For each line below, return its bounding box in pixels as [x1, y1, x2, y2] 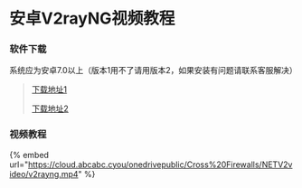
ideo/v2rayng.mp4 [9, 168, 79, 179]
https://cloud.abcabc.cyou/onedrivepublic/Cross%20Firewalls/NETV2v [27, 159, 293, 170]
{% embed [9, 149, 50, 160]
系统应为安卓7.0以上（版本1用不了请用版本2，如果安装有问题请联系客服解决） [9, 65, 297, 76]
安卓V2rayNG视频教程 [9, 8, 175, 29]
